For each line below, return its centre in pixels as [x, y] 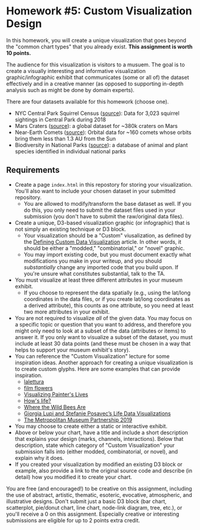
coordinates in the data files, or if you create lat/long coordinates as [107, 299]
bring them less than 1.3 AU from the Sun [65, 138]
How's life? [37, 400]
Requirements [33, 170]
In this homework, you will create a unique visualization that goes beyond [96, 40]
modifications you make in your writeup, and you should [93, 261]
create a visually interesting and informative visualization [76, 71]
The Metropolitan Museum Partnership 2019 [78, 419]
